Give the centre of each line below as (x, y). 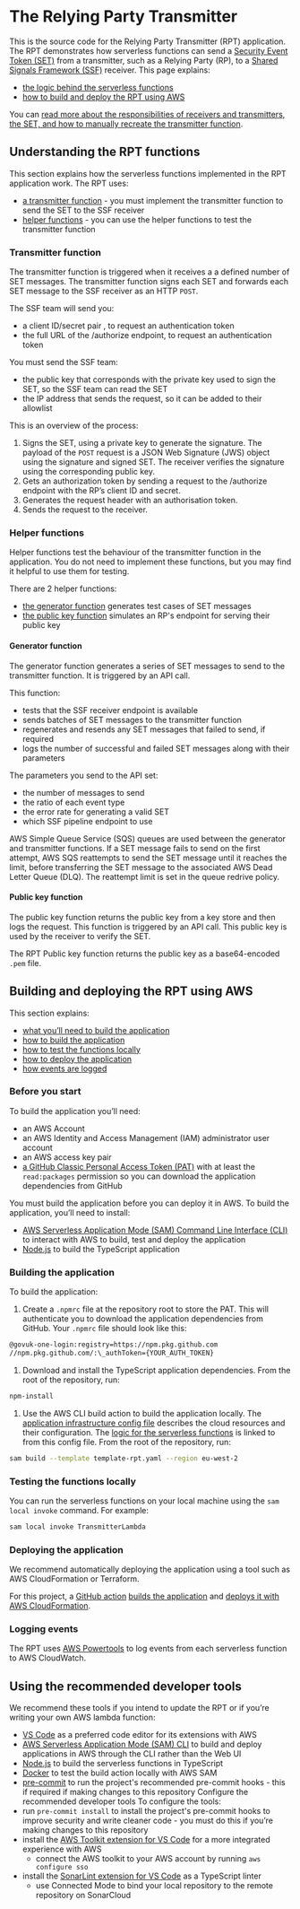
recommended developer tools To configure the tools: (122, 1801)
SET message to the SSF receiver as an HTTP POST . (104, 291)
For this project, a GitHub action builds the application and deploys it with (144, 1596)
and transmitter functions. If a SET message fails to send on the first (135, 848)
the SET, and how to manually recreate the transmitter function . (126, 124)
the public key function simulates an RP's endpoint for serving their (146, 615)
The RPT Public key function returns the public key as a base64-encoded (145, 954)
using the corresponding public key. (88, 472)
